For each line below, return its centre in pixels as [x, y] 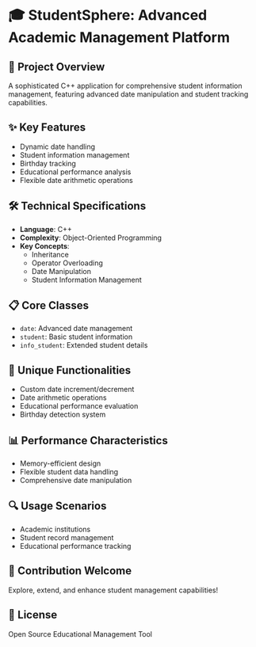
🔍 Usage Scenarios [57, 506]
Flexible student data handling [69, 472]
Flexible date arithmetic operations [76, 180]
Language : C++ [46, 229]
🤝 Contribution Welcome [70, 571]
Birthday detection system [63, 415]
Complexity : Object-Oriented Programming [91, 238]
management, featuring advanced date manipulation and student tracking [128, 94]
